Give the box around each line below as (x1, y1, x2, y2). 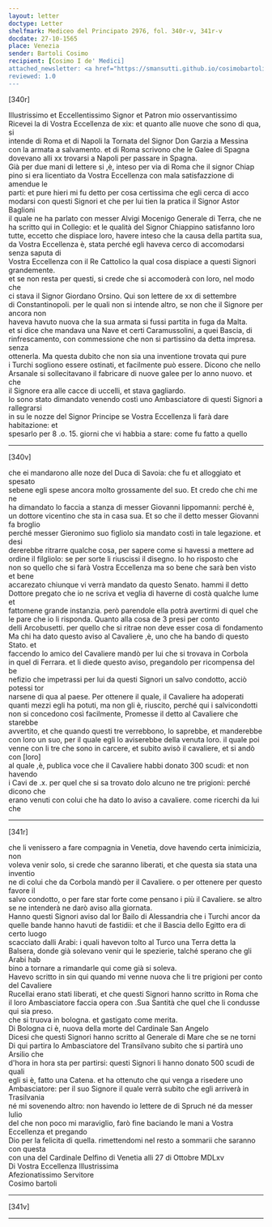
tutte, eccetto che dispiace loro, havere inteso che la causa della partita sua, (8, 230, 263, 240)
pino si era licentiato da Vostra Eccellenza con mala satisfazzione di (8, 170, 235, 180)
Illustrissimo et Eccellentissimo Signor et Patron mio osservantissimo (8, 110, 237, 120)
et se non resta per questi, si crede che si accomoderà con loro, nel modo (8, 273, 255, 284)
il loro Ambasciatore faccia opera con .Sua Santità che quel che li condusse (8, 998, 261, 1007)
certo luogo (8, 929, 47, 938)
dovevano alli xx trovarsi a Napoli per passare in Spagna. (8, 153, 198, 163)
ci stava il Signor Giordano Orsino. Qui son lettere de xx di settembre (8, 291, 237, 301)
